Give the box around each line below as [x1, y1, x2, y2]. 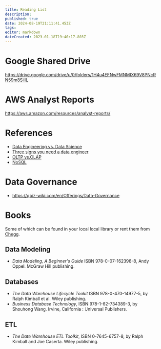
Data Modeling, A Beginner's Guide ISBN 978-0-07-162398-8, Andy [12, 258, 149, 264]
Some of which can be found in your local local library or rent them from [5, 226, 150, 232]
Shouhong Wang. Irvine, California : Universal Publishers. [12, 306, 127, 312]
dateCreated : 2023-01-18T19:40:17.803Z [5, 35, 86, 40]
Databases [5, 278, 39, 286]
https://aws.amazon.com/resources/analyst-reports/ [5, 110, 111, 116]
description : [5, 12, 32, 17]
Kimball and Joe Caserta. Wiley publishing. [12, 339, 99, 344]
